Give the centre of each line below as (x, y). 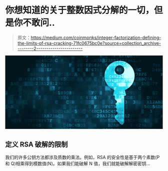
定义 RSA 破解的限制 (36, 144)
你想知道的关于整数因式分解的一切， (80, 10)
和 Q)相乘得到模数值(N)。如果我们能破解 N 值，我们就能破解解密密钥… (78, 163)
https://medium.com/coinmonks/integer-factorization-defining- (96, 37)
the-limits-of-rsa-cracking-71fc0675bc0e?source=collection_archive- (89, 43)
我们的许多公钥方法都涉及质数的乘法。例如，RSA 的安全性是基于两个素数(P (82, 157)
